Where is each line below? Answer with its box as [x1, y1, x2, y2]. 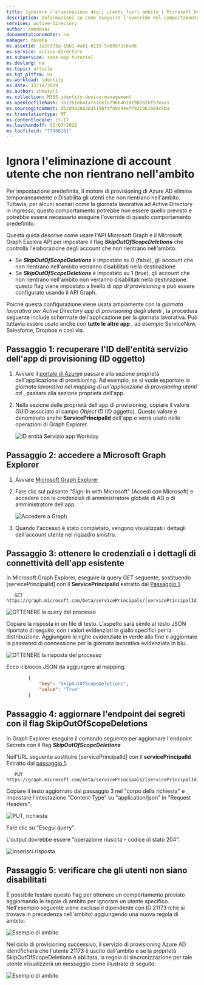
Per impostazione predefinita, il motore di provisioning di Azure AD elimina [6, 187, 192, 195]
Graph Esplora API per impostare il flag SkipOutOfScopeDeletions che [6, 238, 184, 245]
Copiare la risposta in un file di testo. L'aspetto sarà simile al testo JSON [6, 620, 186, 628]
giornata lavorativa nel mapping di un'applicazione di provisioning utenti [15, 382, 197, 390]
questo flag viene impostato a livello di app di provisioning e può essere [15, 282, 195, 290]
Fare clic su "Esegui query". [6, 824, 76, 831]
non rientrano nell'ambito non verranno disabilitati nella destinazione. [15, 276, 188, 283]
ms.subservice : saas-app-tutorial [6, 54, 94, 60]
